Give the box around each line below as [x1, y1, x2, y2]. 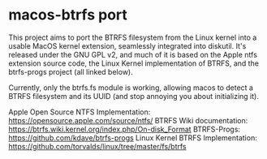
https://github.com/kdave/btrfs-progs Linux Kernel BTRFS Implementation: [8, 132, 257, 143]
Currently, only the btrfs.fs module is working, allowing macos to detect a [8, 83, 254, 92]
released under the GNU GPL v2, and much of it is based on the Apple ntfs [8, 49, 258, 59]
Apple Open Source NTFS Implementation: [8, 107, 151, 117]
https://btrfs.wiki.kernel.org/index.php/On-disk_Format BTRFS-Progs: [8, 124, 241, 134]
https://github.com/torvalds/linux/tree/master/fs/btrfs [8, 141, 187, 151]
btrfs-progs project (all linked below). [8, 67, 133, 76]
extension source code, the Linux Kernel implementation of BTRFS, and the [8, 58, 260, 68]
